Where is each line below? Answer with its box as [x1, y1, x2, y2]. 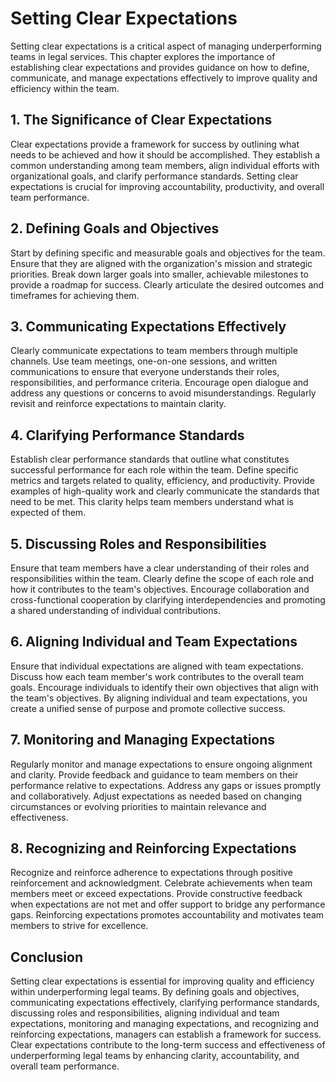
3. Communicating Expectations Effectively [10, 318, 287, 335]
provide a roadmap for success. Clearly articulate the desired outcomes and [10, 278, 325, 291]
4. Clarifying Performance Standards [10, 427, 245, 444]
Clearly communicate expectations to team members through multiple [10, 345, 298, 357]
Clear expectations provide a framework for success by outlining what [10, 138, 300, 150]
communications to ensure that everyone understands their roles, [10, 366, 280, 378]
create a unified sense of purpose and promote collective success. [10, 702, 286, 714]
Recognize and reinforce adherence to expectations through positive [10, 867, 293, 879]
